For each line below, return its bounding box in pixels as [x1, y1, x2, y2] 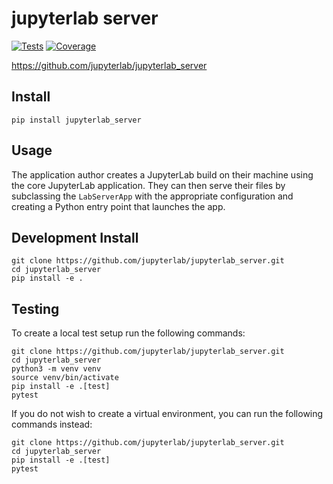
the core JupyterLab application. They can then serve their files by [11, 179, 286, 191]
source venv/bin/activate [11, 373, 119, 383]
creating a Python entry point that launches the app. [11, 200, 226, 212]
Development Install [11, 229, 139, 246]
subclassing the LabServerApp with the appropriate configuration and [11, 190, 294, 202]
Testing [11, 300, 60, 317]
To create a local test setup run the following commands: [11, 327, 246, 339]
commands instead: [11, 418, 93, 431]
